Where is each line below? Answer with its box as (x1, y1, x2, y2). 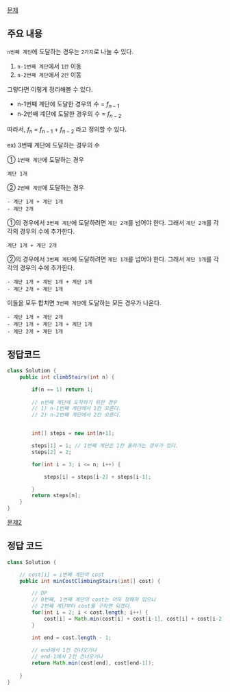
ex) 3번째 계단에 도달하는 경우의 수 (7, 141, 101, 150)
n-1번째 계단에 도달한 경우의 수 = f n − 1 (16, 99, 120, 110)
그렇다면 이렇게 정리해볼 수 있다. (7, 85, 94, 93)
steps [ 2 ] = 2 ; (31, 449, 72, 455)
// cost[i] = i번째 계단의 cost (19, 571, 105, 578)
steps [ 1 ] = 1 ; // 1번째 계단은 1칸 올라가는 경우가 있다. (31, 442, 179, 449)
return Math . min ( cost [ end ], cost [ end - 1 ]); (31, 660, 155, 667)
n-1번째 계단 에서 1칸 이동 (16, 62, 82, 70)
